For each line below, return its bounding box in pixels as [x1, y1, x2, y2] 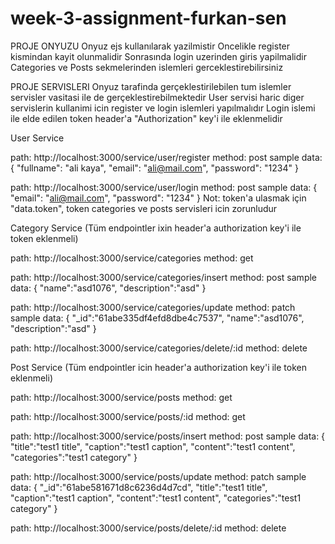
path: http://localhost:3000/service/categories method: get [10, 252, 254, 264]
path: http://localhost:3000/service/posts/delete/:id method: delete [10, 522, 287, 534]
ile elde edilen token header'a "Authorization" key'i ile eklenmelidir [10, 112, 283, 124]
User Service [10, 132, 65, 144]
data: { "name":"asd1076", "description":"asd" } [10, 282, 207, 294]
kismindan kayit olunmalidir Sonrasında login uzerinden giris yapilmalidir [10, 50, 307, 62]
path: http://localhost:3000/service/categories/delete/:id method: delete [10, 342, 308, 354]
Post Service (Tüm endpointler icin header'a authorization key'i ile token [10, 361, 308, 373]
